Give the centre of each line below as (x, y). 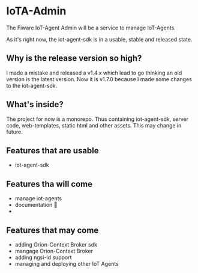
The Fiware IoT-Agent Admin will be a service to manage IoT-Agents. (91, 28)
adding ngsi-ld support (43, 257)
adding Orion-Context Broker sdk (56, 244)
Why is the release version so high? (74, 58)
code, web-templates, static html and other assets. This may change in (94, 125)
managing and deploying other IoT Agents (67, 264)
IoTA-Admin (36, 11)
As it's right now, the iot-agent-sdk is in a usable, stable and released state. (99, 39)
